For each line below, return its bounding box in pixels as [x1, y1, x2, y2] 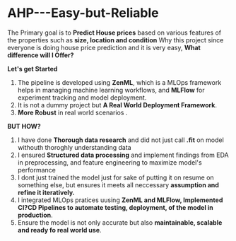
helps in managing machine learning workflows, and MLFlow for [17, 86, 205, 94]
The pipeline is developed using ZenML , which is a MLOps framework [17, 78, 222, 86]
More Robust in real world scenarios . [17, 108, 128, 117]
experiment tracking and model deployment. [17, 93, 147, 102]
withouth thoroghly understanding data [17, 143, 132, 151]
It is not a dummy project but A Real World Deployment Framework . [17, 100, 218, 109]
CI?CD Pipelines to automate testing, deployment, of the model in [17, 203, 213, 211]
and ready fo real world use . [17, 225, 102, 234]
